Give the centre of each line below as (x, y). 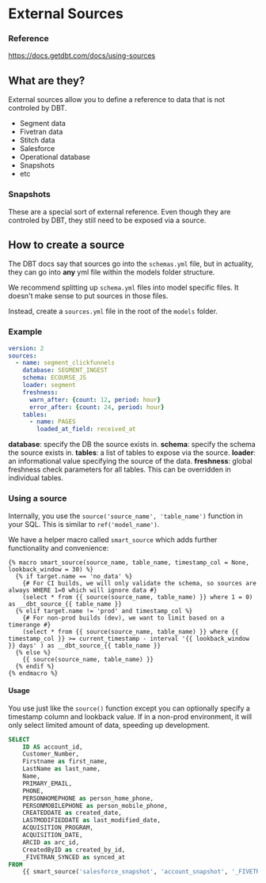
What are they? (47, 80)
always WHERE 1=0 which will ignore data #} (83, 590)
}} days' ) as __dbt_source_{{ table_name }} (84, 646)
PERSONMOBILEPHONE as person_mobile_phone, (95, 805)
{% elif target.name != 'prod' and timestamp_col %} (104, 611)
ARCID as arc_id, (51, 842)
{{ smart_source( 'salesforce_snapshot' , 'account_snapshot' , (125, 872)
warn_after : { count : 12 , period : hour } (95, 400)
